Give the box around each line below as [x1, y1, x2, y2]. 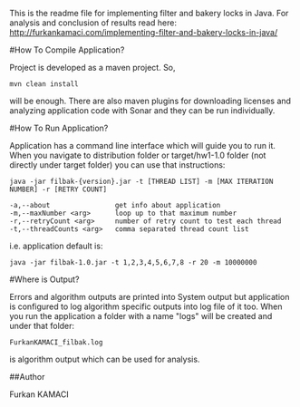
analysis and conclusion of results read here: [9, 17, 177, 28]
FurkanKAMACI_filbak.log [9, 338, 103, 347]
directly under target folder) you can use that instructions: [9, 160, 226, 170]
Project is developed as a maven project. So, [9, 63, 176, 73]
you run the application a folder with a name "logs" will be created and [9, 311, 273, 321]
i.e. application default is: [9, 240, 103, 251]
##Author [9, 372, 45, 382]
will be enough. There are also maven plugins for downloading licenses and [9, 95, 292, 106]
